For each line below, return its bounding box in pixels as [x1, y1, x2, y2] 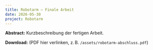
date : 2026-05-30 [5, 12, 41, 17]
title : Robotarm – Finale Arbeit [5, 7, 74, 12]
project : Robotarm [5, 16, 43, 21]
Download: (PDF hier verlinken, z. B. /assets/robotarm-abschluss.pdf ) [5, 40, 149, 46]
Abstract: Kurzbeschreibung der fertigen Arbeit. [5, 30, 104, 36]
